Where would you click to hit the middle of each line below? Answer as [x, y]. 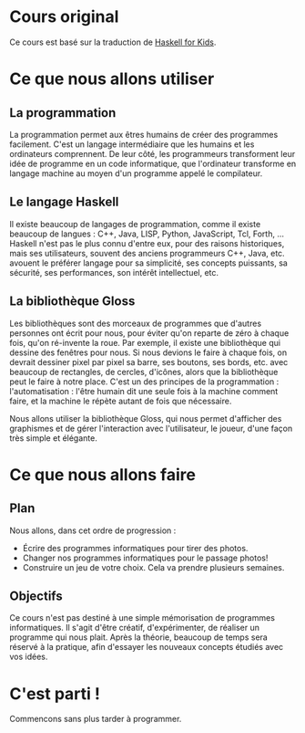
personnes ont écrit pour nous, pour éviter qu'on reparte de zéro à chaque [149, 333]
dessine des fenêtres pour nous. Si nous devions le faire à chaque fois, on [148, 352]
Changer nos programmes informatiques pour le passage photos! [145, 558]
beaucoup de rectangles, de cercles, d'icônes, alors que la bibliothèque [144, 372]
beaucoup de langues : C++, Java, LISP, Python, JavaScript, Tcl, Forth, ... [147, 234]
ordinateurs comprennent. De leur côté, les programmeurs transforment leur [152, 153]
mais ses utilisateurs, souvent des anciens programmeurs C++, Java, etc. [147, 253]
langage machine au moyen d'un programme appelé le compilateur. [136, 173]
